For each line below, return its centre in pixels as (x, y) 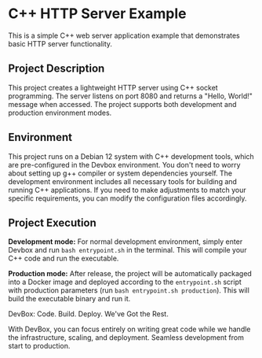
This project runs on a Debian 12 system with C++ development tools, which (131, 156)
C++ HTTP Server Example (97, 14)
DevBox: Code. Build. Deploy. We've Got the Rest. (88, 314)
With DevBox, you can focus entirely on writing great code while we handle (129, 329)
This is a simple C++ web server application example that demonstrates (124, 35)
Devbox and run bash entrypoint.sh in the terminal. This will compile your (127, 250)
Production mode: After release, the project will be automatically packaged (130, 274)
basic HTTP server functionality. (60, 43)
